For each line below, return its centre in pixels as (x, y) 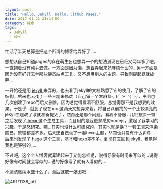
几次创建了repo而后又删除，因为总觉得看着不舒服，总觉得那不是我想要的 (78, 102)
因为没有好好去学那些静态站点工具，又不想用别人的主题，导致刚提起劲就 (77, 74)
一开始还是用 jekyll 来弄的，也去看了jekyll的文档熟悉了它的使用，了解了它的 (81, 90)
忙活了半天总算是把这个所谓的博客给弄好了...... (52, 51)
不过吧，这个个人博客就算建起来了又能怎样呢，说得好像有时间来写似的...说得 (81, 155)
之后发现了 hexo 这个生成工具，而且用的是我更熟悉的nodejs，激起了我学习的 (82, 120)
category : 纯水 (20, 23)
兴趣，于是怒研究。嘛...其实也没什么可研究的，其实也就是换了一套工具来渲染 (81, 127)
